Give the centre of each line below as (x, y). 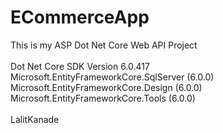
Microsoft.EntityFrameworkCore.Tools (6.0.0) (103, 98)
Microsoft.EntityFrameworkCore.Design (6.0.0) (106, 87)
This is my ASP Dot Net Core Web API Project (104, 45)
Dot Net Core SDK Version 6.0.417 (80, 66)
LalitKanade (35, 119)
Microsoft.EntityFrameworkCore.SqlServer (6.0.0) (112, 77)
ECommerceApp (80, 17)
